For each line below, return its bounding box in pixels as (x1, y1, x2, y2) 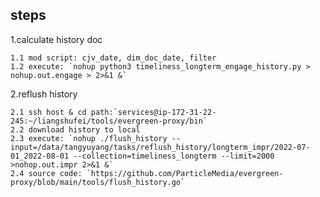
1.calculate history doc (10, 33, 103, 45)
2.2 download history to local (10, 124, 141, 135)
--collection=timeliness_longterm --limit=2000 (73, 151, 275, 161)
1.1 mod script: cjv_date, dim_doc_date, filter (10, 53, 217, 63)
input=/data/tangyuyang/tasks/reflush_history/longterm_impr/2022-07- (10, 142, 311, 152)
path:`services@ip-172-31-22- (90, 107, 217, 117)
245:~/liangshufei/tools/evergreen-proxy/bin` (10, 116, 208, 126)
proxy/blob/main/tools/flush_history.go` (10, 177, 186, 187)
